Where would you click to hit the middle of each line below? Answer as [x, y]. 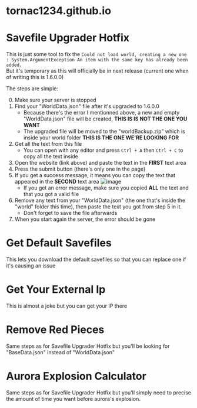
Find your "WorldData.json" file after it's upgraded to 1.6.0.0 [87, 106]
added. [14, 65]
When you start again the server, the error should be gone [85, 219]
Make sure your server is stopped [55, 100]
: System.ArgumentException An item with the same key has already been [97, 60]
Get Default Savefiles [59, 243]
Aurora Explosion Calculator [76, 376]
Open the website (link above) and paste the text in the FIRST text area [100, 163]
